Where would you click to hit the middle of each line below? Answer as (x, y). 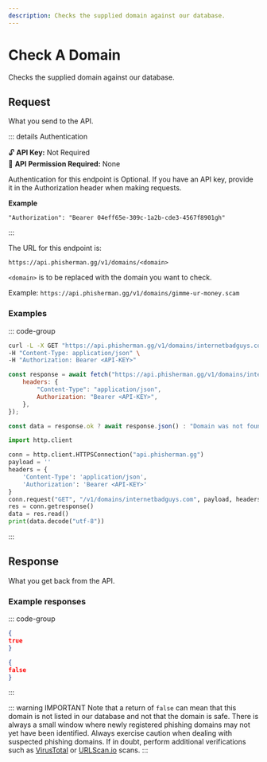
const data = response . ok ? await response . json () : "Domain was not (126, 426)
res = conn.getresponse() (51, 506)
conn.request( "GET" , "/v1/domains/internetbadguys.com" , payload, (120, 499)
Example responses (47, 601)
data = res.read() (39, 514)
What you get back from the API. (62, 580)
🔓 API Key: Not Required (49, 153)
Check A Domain (64, 55)
